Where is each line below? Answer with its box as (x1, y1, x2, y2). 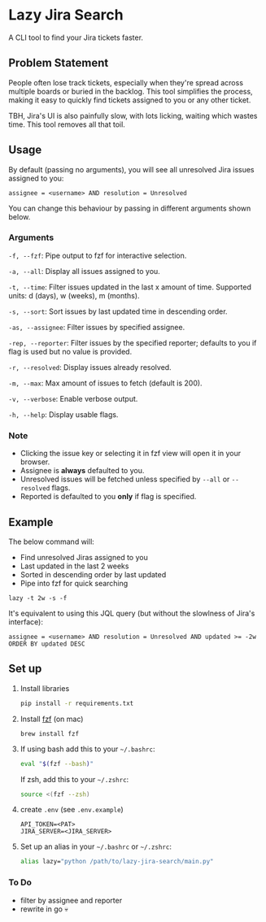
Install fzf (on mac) (20, 714, 84, 724)
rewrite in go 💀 (20, 904, 69, 914)
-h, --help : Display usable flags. (8, 409, 119, 420)
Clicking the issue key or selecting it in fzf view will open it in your (20, 449, 242, 459)
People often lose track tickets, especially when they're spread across (8, 77, 244, 87)
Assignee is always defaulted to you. (20, 466, 145, 476)
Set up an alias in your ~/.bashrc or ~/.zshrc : (20, 842, 172, 851)
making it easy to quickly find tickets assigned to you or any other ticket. (8, 95, 251, 105)
